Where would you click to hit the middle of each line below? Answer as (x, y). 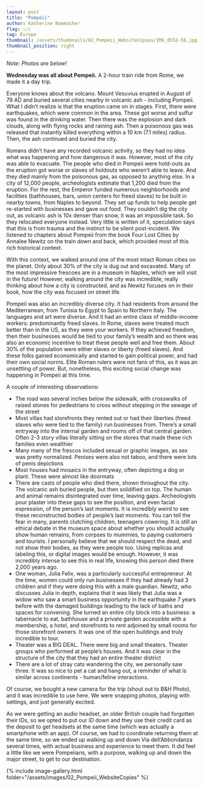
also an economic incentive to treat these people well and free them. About (100, 343)
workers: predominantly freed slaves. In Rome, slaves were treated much (98, 323)
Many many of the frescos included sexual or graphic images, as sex (101, 450)
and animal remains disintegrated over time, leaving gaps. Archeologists (105, 496)
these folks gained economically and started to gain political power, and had (102, 355)
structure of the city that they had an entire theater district (88, 657)
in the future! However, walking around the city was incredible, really (92, 279)
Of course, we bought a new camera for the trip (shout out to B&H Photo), (99, 689)
